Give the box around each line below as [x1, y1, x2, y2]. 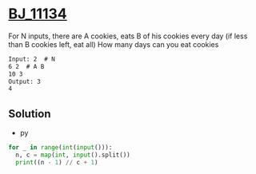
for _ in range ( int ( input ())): [8, 144, 113, 152]
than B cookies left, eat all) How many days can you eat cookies [8, 39, 219, 49]
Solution [8, 107, 51, 121]
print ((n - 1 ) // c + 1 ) [15, 158, 98, 166]
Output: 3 [8, 77, 42, 85]
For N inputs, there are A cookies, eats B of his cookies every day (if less [8, 31, 248, 41]
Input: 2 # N [8, 55, 56, 63]
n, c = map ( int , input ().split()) [15, 151, 130, 159]
